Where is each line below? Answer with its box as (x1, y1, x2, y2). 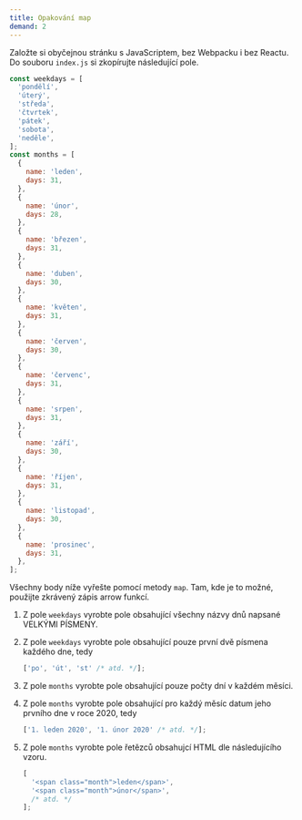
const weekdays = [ (9, 74, 84, 83)
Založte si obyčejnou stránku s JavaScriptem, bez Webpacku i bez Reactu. (9, 46, 289, 57)
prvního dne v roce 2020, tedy (22, 708, 137, 718)
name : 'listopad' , (25, 507, 96, 516)
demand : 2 (9, 22, 47, 31)
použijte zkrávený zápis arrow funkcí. (9, 591, 150, 602)
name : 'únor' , (25, 201, 79, 210)
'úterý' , (17, 91, 51, 100)
